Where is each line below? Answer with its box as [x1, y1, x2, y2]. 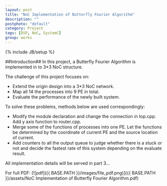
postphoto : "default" [5, 21, 50, 26]
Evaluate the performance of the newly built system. [12, 93, 120, 100]
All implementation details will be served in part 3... [5, 160, 110, 166]
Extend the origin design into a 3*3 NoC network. [12, 83, 115, 89]
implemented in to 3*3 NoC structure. [5, 63, 83, 70]
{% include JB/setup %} [5, 48, 55, 55]
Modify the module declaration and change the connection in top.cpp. [12, 113, 157, 119]
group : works [5, 35, 32, 40]
